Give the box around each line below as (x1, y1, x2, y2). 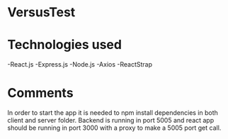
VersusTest (7, 4, 76, 21)
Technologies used (7, 37, 122, 53)
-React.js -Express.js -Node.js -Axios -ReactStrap (7, 60, 153, 69)
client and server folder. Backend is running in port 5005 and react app (7, 116, 215, 125)
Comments (7, 85, 74, 101)
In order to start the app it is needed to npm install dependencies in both (7, 109, 218, 117)
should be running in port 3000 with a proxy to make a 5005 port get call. (7, 123, 222, 132)
